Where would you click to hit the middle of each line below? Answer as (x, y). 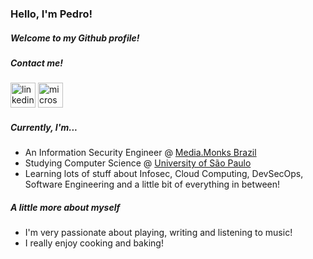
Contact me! (36, 63)
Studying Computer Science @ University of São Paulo (138, 163)
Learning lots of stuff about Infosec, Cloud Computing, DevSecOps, (164, 174)
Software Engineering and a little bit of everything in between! (152, 184)
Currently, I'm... (44, 127)
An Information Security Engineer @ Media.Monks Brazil (140, 153)
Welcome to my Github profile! (75, 38)
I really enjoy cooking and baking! (94, 243)
